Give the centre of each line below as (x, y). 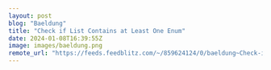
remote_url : (28, 53)
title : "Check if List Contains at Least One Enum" (97, 31)
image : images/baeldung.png (56, 46)
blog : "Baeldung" (38, 23)
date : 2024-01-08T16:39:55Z (56, 38)
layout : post (30, 16)
